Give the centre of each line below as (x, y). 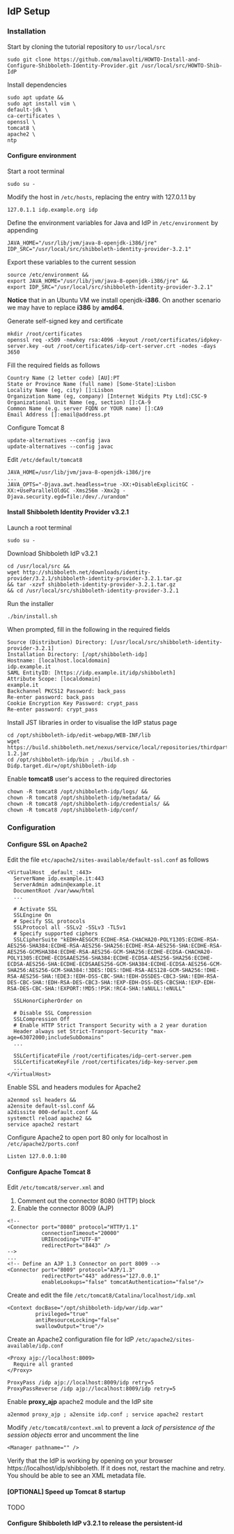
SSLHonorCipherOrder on (48, 1001)
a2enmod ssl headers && (42, 1100)
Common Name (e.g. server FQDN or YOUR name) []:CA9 (85, 408)
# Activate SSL (36, 909)
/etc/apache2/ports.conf (43, 1144)
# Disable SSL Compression (53, 1013)
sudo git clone (29, 59)
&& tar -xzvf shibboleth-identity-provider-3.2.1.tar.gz (92, 585)
